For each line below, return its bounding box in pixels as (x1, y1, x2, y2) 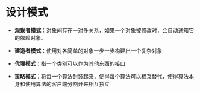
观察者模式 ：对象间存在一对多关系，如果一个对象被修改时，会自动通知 (14, 27, 189, 34)
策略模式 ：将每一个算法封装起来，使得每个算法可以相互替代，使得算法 (14, 72, 189, 80)
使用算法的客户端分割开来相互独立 (25, 80, 110, 88)
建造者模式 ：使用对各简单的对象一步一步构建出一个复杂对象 (14, 46, 163, 54)
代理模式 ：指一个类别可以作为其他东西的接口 (14, 60, 126, 67)
